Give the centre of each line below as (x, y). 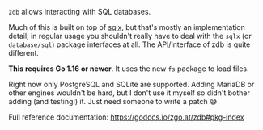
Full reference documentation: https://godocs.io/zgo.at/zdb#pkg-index (126, 117)
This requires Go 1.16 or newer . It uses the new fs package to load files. (129, 69)
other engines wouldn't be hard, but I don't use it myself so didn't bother (129, 93)
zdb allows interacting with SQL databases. (80, 12)
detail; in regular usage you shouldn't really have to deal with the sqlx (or (130, 36)
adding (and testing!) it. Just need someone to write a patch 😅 (113, 101)
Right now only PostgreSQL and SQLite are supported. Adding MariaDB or (131, 84)
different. (23, 53)
